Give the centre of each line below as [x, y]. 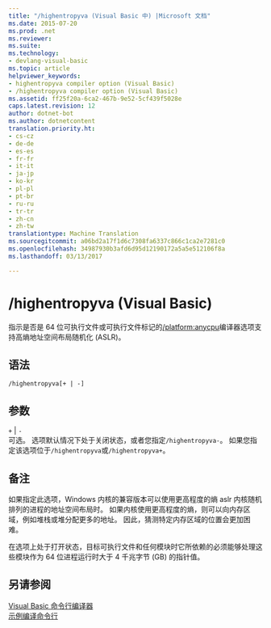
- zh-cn [21, 219]
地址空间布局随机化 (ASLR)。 [77, 337]
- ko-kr [21, 181]
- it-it [21, 166]
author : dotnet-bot [41, 114]
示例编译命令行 [33, 616]
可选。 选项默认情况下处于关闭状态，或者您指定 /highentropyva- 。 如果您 [129, 440]
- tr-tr [21, 211]
